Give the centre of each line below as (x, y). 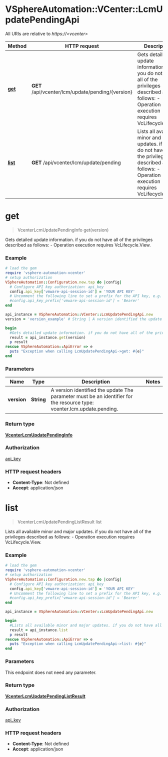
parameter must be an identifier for (92, 396)
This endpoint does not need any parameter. (51, 672)
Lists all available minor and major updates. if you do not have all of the (78, 531)
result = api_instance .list (39, 630)
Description (96, 382)
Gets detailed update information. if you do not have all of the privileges (79, 239)
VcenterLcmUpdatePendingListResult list (59, 522)
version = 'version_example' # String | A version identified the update (84, 319)
